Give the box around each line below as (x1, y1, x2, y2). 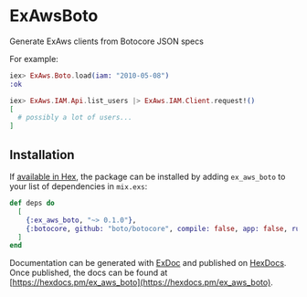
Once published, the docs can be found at (9, 267, 168, 279)
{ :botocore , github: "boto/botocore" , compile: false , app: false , (26, 224, 288, 233)
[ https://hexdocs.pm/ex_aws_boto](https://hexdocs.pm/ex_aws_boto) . (9, 277, 274, 288)
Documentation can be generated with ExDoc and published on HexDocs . (9, 258, 287, 269)
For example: (9, 53, 59, 64)
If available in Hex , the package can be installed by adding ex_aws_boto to (9, 171, 286, 182)
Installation (9, 147, 75, 163)
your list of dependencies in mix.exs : (9, 181, 148, 192)
